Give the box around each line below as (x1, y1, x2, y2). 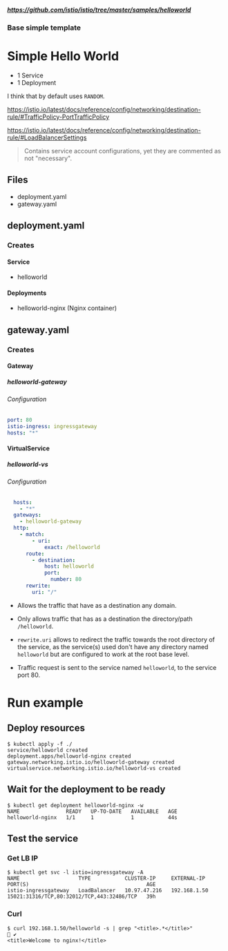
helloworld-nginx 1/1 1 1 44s (7, 814, 178, 821)
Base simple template (7, 23, 82, 32)
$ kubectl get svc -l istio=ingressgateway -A (7, 869, 144, 876)
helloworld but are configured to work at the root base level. (17, 650, 190, 658)
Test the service (7, 833, 78, 845)
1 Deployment (17, 78, 57, 86)
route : (25, 550, 45, 557)
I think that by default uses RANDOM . (7, 92, 105, 100)
